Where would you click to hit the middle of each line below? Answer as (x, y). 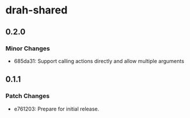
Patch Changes (28, 96)
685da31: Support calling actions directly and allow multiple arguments (99, 61)
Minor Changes (28, 48)
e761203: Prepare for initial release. (57, 109)
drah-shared (36, 10)
